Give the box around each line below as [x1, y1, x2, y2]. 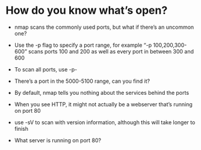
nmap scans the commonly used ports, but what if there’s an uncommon [14, 23, 194, 31]
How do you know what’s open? [5, 4, 168, 17]
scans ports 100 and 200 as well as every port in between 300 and [28, 47, 194, 55]
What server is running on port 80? [14, 136, 102, 144]
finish [14, 125, 28, 132]
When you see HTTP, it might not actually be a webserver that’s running [14, 100, 193, 108]
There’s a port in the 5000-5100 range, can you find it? [14, 77, 150, 85]
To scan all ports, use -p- [14, 65, 78, 73]
